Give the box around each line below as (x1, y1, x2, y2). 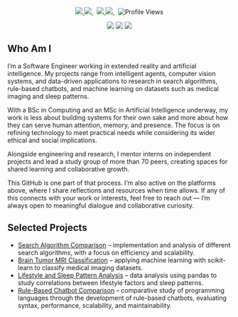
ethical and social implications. (7, 136, 97, 144)
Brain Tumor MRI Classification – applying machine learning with (17, 256, 206, 264)
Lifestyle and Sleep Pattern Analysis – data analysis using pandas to (17, 271, 217, 279)
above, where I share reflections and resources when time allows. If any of (7, 186, 226, 195)
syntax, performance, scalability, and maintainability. (17, 301, 172, 309)
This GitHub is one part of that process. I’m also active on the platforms (7, 178, 217, 187)
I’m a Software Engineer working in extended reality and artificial (7, 61, 197, 70)
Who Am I (7, 43, 52, 55)
